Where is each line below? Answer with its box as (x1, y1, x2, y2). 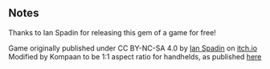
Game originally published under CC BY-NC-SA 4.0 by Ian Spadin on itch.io (8, 43, 258, 53)
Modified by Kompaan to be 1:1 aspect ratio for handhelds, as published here (8, 51, 262, 61)
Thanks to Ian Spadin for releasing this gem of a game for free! (8, 27, 217, 37)
